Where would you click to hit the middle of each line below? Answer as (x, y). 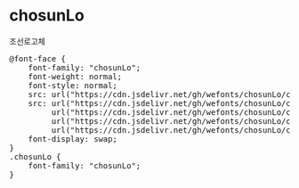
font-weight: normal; (75, 76)
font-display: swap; (73, 139)
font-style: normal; (73, 85)
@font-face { (38, 58)
